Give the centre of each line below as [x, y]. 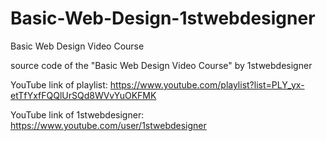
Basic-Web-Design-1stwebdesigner [163, 18]
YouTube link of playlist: [59, 84]
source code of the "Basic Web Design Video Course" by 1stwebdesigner [161, 65]
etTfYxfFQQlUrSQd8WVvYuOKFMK [83, 95]
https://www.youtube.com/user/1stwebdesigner [108, 125]
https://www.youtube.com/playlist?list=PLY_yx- [207, 84]
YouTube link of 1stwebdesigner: [77, 114]
